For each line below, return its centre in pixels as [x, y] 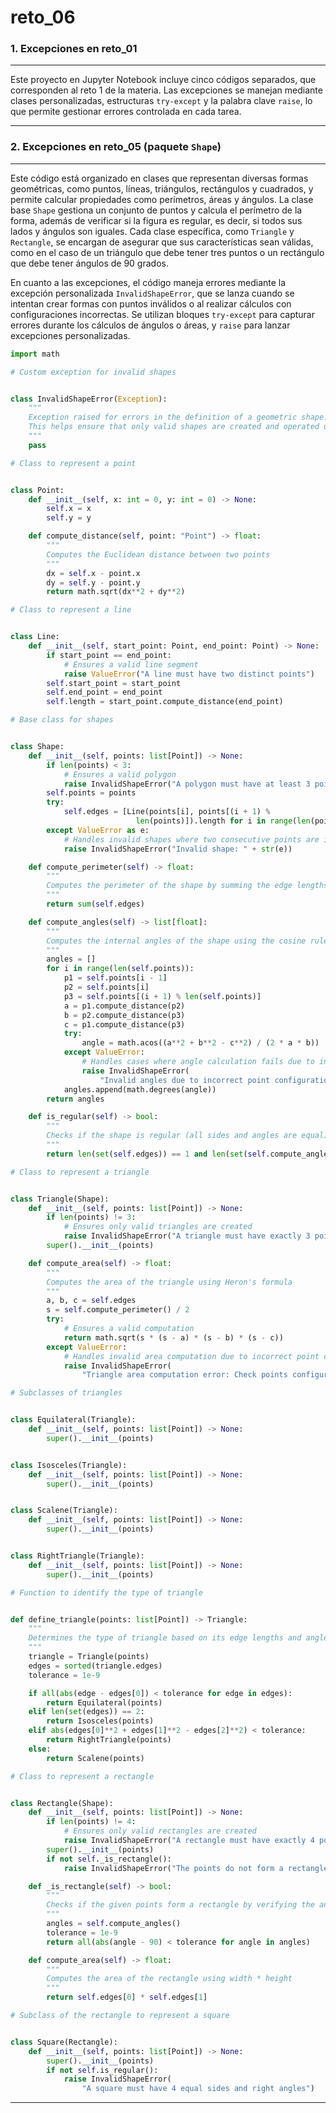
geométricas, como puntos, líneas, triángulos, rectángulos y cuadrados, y [162, 188]
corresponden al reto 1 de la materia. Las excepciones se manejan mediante [166, 90]
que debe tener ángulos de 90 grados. [89, 263]
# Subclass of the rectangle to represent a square [120, 2016]
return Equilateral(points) [104, 1702]
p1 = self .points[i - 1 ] [115, 978]
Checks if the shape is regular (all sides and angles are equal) [187, 1136]
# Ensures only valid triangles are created [158, 1227]
